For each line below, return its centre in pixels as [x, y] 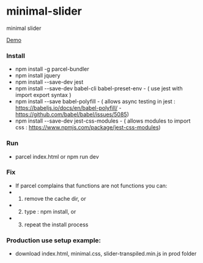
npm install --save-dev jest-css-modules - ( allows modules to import [103, 121]
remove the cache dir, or [55, 198]
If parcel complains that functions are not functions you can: [91, 186]
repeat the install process [56, 225]
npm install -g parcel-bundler [52, 69]
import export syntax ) [43, 95]
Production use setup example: [54, 240]
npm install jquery [38, 76]
